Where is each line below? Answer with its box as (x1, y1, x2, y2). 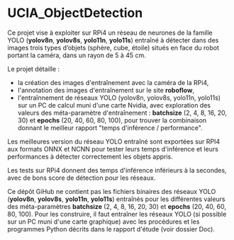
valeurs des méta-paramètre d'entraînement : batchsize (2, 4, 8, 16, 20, (17, 108, 227, 117)
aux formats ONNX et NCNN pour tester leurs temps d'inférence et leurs (7, 144, 218, 153)
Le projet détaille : (7, 64, 60, 73)
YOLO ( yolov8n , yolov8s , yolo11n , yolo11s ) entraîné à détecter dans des (7, 35, 219, 44)
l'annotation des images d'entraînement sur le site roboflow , (17, 86, 195, 94)
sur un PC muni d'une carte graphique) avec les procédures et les (7, 217, 200, 226)
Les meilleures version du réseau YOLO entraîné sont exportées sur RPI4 (7, 137, 221, 146)
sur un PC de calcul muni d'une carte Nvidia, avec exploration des (17, 101, 211, 109)
